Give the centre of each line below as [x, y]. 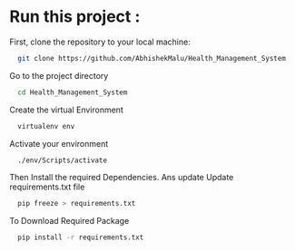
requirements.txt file [47, 187]
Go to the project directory [59, 75]
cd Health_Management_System [73, 92]
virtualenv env [46, 126]
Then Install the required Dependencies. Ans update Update [122, 178]
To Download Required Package [69, 221]
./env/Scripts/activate [62, 160]
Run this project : [75, 17]
